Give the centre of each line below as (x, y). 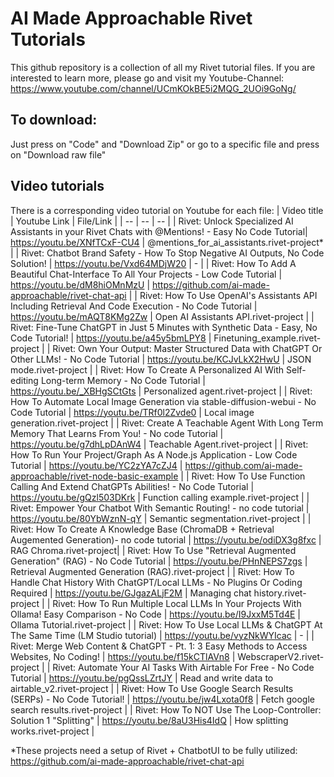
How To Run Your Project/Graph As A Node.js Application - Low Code (154, 454)
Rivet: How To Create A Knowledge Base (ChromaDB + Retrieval (142, 529)
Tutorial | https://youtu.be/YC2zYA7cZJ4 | (96, 465)
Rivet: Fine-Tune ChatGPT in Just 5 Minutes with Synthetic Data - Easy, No (164, 327)
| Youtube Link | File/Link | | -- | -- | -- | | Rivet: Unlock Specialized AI (152, 221)
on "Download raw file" (58, 154)
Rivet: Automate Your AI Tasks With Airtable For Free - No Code (183, 667)
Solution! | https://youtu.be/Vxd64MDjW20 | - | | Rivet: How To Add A (153, 263)
